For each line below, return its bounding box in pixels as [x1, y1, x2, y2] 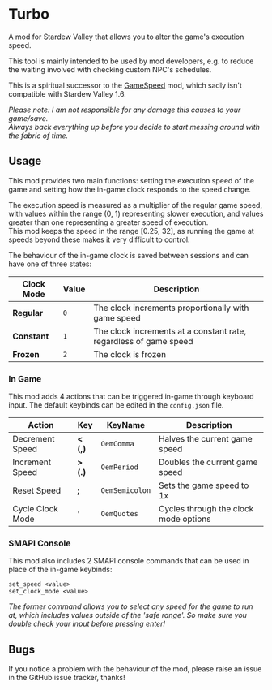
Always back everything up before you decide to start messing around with [8, 122, 261, 132]
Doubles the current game [158, 456, 258, 468]
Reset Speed [12, 485, 62, 496]
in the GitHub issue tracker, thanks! [8, 673, 125, 683]
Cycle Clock [12, 503, 59, 515]
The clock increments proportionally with [92, 302, 249, 313]
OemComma [100, 439, 135, 449]
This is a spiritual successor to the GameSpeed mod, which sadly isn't [8, 80, 243, 90]
